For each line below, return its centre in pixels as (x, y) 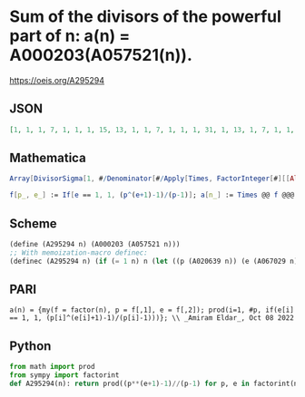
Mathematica (48, 158)
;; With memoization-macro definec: (79, 252)
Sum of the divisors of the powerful (145, 17)
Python (30, 346)
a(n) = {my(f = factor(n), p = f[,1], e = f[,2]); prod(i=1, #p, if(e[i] (152, 310)
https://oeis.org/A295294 (57, 80)
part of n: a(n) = (70, 36)
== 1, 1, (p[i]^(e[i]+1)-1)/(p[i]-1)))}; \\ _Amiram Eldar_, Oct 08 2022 (152, 318)
